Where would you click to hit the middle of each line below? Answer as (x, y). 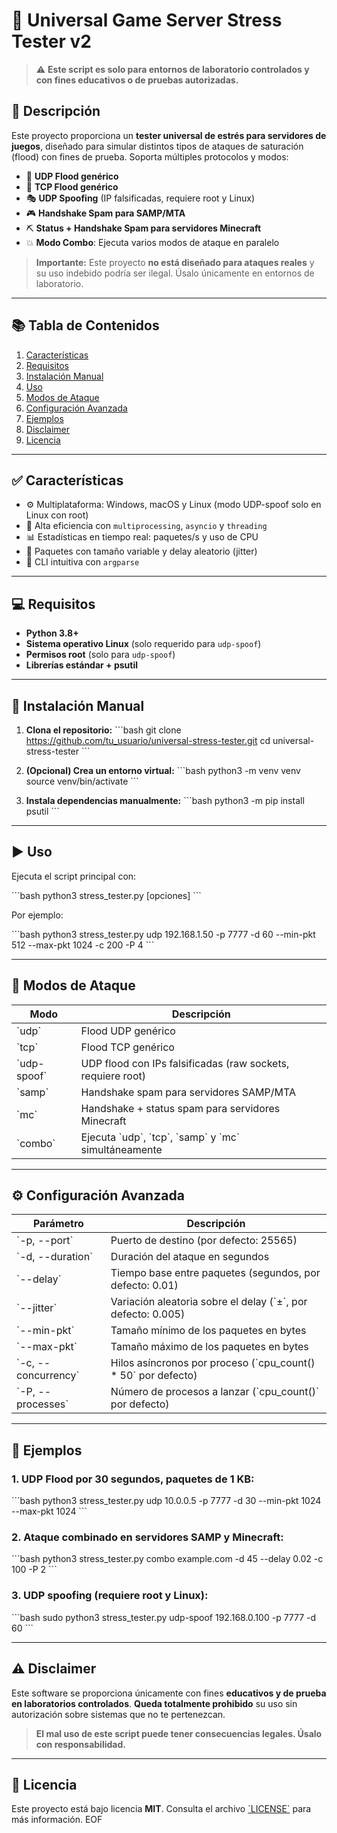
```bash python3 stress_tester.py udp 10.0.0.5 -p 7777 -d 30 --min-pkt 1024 (166, 1501)
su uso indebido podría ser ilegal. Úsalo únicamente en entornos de (175, 273)
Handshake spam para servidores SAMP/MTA (188, 1092)
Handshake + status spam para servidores (180, 1108)
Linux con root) (57, 515)
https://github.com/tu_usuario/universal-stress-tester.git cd (148, 740)
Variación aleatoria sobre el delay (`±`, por (209, 1302)
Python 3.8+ (52, 633)
